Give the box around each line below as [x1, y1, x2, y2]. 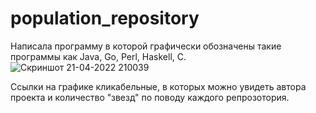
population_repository [10, 7, 200, 30]
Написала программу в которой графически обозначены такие [10, 40, 282, 52]
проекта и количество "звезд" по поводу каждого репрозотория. [10, 91, 290, 103]
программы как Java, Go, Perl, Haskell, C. [10, 50, 187, 62]
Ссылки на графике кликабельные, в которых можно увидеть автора [10, 80, 307, 92]
